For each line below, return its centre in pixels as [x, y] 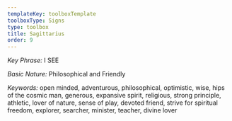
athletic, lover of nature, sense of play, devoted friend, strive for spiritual [112, 103]
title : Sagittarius [36, 34]
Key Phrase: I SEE [33, 60]
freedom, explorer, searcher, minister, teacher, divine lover [92, 110]
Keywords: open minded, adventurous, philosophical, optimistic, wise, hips [116, 88]
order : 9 [20, 40]
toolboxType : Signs [36, 21]
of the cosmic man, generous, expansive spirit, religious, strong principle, [114, 96]
